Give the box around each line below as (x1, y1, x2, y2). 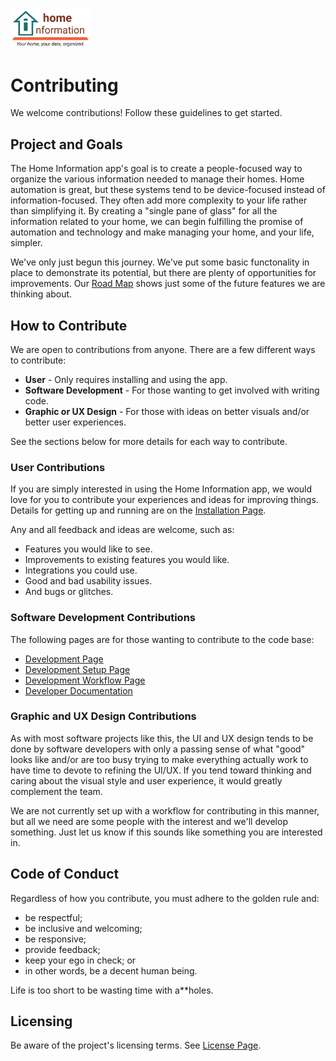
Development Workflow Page (24, 674, 146, 686)
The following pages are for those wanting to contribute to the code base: (10, 633, 315, 645)
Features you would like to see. (24, 543, 153, 555)
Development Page (24, 653, 104, 665)
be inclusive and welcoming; (24, 922, 143, 934)
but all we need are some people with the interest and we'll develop (10, 815, 288, 827)
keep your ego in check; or (24, 954, 137, 966)
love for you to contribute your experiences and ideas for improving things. (10, 494, 319, 506)
